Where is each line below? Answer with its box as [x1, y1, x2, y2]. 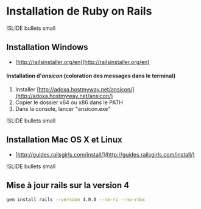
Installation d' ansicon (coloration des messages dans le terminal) [6, 72, 176, 80]
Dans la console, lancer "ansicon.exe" [15, 105, 111, 112]
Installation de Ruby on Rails [6, 4, 152, 18]
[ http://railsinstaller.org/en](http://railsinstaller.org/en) [15, 58, 150, 65]
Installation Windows [6, 42, 88, 52]
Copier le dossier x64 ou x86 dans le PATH [15, 99, 123, 106]
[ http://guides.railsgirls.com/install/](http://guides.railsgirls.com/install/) [15, 151, 195, 158]
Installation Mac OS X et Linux [6, 135, 123, 145]
